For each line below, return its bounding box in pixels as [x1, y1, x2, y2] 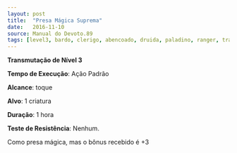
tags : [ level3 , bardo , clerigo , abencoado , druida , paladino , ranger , [7, 37, 219, 44]
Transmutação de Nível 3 [7, 56, 83, 64]
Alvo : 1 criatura [7, 97, 51, 106]
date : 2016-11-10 [7, 23, 65, 30]
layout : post [7, 10, 46, 18]
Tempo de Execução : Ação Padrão [7, 70, 109, 78]
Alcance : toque [7, 83, 53, 92]
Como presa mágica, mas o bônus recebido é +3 [7, 138, 150, 147]
